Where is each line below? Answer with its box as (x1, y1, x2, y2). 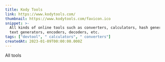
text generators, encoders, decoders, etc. (9, 30, 100, 35)
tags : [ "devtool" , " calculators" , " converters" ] (5, 35, 111, 40)
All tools (5, 52, 22, 58)
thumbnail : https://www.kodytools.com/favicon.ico (5, 16, 111, 21)
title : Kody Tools (5, 7, 43, 12)
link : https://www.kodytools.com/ (5, 12, 76, 17)
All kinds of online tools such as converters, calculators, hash (9, 25, 148, 30)
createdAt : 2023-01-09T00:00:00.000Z (5, 39, 82, 44)
